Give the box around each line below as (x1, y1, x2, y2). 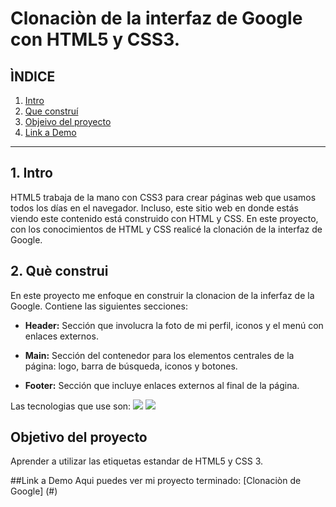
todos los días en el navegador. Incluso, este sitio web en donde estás (10, 202, 299, 214)
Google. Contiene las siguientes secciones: (10, 300, 188, 312)
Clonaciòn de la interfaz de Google (10, 7, 303, 30)
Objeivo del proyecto (24, 116, 112, 127)
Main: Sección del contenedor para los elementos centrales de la (24, 349, 295, 361)
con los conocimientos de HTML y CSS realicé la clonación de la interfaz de (10, 223, 323, 235)
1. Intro (10, 165, 53, 182)
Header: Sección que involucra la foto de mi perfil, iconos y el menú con (24, 319, 324, 331)
